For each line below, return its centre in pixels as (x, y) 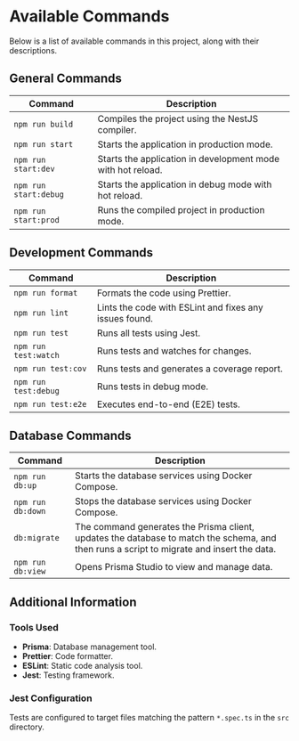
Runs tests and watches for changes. (174, 351)
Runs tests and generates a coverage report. (190, 369)
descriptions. (33, 50)
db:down (30, 511)
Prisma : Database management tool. (89, 647)
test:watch (36, 355)
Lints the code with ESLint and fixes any (180, 307)
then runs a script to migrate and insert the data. (176, 550)
